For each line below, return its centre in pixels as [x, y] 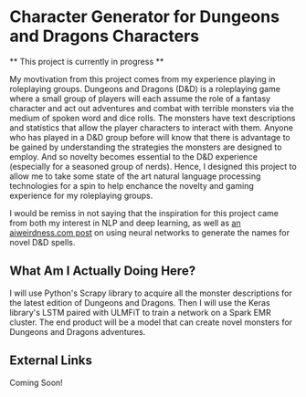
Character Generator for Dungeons [145, 17]
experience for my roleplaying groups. [81, 195]
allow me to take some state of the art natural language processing [135, 176]
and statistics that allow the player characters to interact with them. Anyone [152, 127]
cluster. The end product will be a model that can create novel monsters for [151, 322]
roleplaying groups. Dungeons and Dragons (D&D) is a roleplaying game [145, 89]
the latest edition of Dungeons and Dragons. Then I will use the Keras [140, 302]
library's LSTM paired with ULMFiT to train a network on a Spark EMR [140, 312]
